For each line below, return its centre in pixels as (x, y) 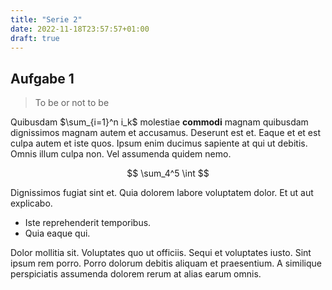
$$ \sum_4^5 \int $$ (168, 173)
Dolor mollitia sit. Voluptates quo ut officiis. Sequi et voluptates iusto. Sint (161, 253)
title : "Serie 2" (46, 19)
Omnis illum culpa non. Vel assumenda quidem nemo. (121, 154)
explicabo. (31, 203)
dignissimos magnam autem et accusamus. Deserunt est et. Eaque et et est (165, 133)
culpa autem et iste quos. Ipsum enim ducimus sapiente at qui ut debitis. (159, 143)
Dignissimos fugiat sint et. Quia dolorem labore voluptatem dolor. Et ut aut (162, 193)
